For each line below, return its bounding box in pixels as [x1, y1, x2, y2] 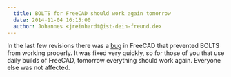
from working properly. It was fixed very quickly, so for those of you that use [7, 49, 225, 57]
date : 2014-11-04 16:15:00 [13, 16, 91, 23]
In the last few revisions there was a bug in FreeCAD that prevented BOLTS [7, 42, 219, 50]
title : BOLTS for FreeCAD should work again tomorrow [13, 10, 171, 17]
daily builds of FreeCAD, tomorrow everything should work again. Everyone [7, 56, 221, 65]
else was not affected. [7, 63, 70, 72]
